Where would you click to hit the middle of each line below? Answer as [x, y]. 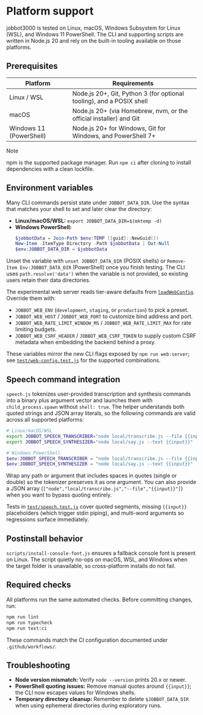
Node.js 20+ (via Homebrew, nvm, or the [130, 111]
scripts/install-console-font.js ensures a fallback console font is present [101, 553]
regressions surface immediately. [48, 520]
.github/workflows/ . [31, 646]
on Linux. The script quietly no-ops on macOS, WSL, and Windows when [97, 560]
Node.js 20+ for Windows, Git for [119, 128]
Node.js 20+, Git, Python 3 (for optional [128, 93]
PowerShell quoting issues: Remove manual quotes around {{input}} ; [103, 686]
